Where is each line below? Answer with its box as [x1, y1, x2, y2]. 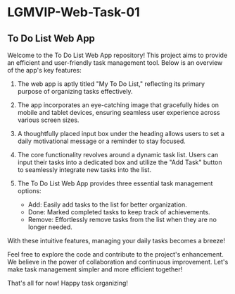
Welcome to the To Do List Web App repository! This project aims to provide [7, 51, 228, 59]
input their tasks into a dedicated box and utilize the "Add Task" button [17, 158, 222, 166]
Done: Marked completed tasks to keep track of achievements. [27, 208, 210, 216]
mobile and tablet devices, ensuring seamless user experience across [17, 109, 220, 116]
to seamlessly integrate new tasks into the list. [17, 166, 152, 173]
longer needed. [27, 223, 72, 231]
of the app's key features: [7, 66, 82, 74]
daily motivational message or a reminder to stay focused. [17, 137, 186, 145]
